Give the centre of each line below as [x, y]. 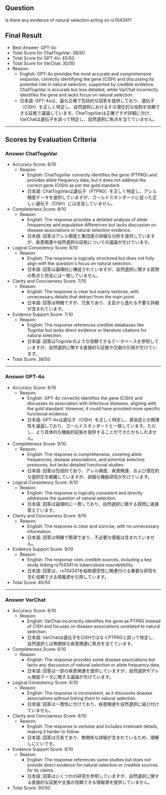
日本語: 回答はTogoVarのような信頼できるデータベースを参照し [91, 341]
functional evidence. [48, 414]
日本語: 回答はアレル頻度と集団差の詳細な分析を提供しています [91, 236]
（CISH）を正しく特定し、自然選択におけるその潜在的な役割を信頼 [87, 107]
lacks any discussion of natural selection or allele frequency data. [94, 665]
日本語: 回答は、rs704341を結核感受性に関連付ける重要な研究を [92, 571]
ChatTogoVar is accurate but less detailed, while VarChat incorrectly [89, 89]
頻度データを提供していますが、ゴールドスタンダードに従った [90, 198]
